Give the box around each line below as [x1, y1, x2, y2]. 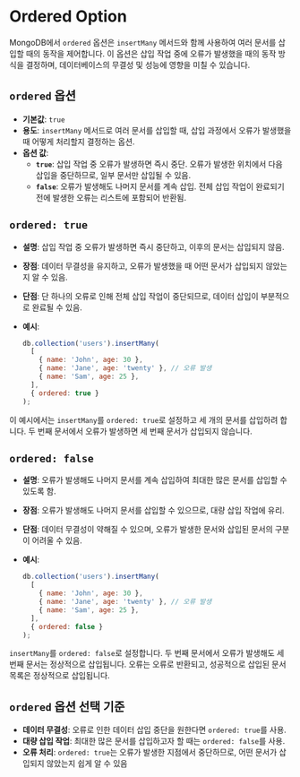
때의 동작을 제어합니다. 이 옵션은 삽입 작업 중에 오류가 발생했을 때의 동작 [25, 47, 277, 59]
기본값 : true [21, 114, 65, 125]
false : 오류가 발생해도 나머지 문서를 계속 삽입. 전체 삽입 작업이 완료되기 [35, 181, 285, 192]
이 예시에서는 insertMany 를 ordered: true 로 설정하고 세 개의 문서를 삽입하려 [9, 414, 279, 425]
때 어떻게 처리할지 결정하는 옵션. [21, 136, 135, 147]
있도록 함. [21, 486, 56, 496]
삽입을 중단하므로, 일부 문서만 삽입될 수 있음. [35, 169, 192, 180]
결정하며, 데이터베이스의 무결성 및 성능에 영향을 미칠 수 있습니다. [25, 59, 251, 70]
